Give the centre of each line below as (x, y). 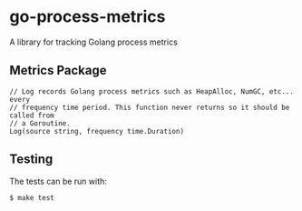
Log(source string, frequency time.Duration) (97, 131)
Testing (31, 160)
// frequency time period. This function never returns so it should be (150, 107)
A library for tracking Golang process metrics (94, 42)
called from (32, 116)
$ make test (32, 197)
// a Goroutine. (40, 123)
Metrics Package (58, 70)
